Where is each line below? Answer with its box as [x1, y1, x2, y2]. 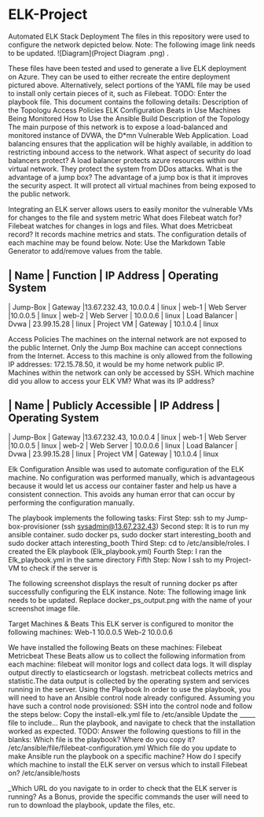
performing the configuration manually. [8, 498, 135, 507]
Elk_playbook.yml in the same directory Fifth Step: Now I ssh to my [8, 555, 224, 564]
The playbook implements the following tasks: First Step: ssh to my [8, 513, 225, 522]
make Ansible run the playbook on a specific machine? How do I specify [8, 751, 242, 761]
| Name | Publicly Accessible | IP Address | [8, 399, 221, 413]
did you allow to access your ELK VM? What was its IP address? [8, 376, 214, 385]
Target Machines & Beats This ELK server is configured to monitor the [8, 618, 234, 628]
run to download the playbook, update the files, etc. [8, 800, 175, 809]
